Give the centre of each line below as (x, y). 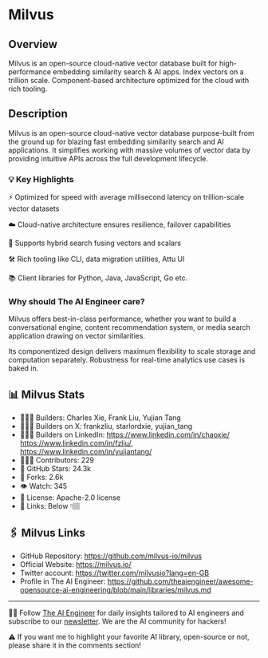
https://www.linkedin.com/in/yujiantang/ (86, 452)
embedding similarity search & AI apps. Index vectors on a (149, 72)
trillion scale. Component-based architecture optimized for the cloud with (129, 80)
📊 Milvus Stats (47, 394)
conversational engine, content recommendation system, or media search (130, 327)
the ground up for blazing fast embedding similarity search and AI (116, 141)
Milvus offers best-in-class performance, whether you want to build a (122, 319)
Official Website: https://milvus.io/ (75, 565)
